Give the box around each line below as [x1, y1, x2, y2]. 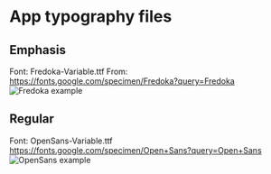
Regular [9, 111, 54, 127]
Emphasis [9, 42, 66, 58]
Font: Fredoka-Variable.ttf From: [9, 66, 128, 77]
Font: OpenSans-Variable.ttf [9, 135, 113, 146]
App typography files [9, 6, 173, 27]
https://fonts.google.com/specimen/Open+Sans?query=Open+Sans [9, 144, 262, 155]
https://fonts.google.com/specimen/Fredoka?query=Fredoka [9, 76, 235, 87]
